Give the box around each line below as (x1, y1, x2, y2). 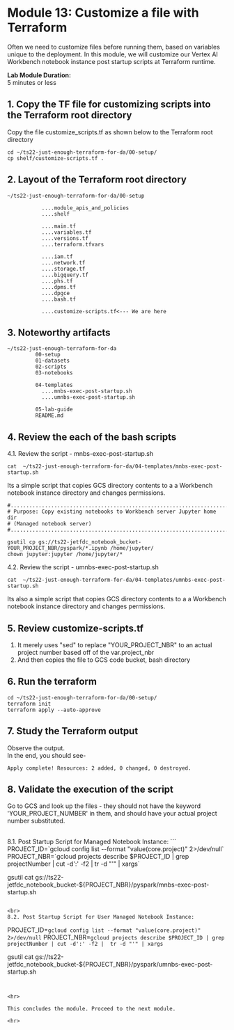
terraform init (7, 700, 52, 707)
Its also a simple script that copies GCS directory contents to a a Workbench (7, 595, 226, 603)
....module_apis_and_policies (41, 204, 130, 212)
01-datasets (35, 357, 70, 365)
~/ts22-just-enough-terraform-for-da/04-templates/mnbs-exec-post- (22, 463, 223, 470)
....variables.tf (41, 228, 92, 236)
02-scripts (35, 363, 68, 370)
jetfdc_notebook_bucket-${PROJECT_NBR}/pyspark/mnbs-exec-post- (7, 880, 210, 889)
